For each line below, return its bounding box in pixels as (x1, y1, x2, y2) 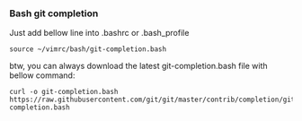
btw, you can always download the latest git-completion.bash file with (9, 61, 268, 72)
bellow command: (9, 70, 75, 81)
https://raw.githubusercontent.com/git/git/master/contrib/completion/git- (9, 95, 299, 105)
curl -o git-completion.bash (9, 88, 119, 97)
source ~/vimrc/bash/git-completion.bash (9, 45, 167, 54)
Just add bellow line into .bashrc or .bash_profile (9, 28, 190, 39)
